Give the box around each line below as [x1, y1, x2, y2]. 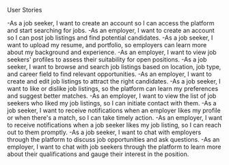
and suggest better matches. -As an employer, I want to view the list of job [7, 92, 217, 100]
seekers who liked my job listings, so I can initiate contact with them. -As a [7, 99, 217, 107]
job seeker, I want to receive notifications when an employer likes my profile [7, 106, 221, 114]
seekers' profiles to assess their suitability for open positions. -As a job [7, 55, 207, 64]
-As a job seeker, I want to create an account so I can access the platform [7, 19, 215, 27]
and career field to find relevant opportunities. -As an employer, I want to [7, 70, 212, 78]
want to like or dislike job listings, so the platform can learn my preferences [7, 85, 219, 92]
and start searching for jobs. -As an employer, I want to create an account [7, 27, 215, 34]
